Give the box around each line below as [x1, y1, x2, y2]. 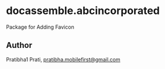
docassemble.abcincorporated [6, 4, 160, 18]
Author [6, 40, 32, 50]
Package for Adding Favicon [6, 23, 74, 30]
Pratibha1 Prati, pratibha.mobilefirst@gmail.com [6, 56, 121, 63]
